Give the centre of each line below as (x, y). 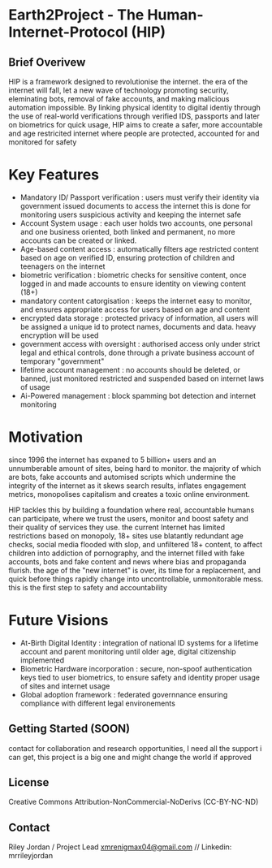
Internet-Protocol (68, 32)
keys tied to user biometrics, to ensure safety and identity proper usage (140, 677)
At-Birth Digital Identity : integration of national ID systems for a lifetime (139, 642)
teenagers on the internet (63, 266)
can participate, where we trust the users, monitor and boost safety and (129, 518)
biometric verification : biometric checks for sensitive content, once (133, 274)
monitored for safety (43, 142)
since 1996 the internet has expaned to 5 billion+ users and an (112, 460)
